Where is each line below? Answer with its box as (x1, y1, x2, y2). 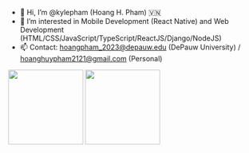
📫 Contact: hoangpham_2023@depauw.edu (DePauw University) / (19, 42, 241, 52)
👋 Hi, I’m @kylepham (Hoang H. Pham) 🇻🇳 (19, 8, 161, 17)
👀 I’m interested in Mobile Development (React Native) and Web (19, 17, 229, 25)
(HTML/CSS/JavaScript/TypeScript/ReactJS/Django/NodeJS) (19, 33, 222, 43)
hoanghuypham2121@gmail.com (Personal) (19, 54, 163, 63)
